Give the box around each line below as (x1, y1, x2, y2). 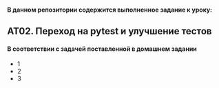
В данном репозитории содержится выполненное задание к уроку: (7, 5, 213, 14)
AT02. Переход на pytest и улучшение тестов (7, 25, 212, 37)
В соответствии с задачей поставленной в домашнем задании (7, 45, 198, 53)
